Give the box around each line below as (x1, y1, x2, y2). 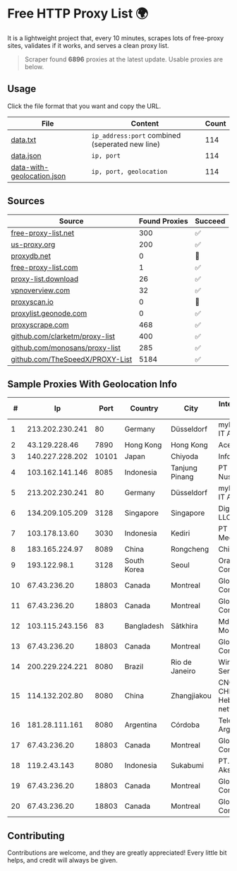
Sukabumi (170, 761, 205, 771)
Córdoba (170, 720, 200, 730)
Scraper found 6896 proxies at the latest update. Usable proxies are (24, 54, 224, 64)
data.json (11, 150, 42, 160)
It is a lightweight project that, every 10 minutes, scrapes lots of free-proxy (7, 33, 224, 42)
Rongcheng (170, 545, 209, 555)
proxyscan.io (11, 297, 54, 307)
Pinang (170, 472, 194, 482)
